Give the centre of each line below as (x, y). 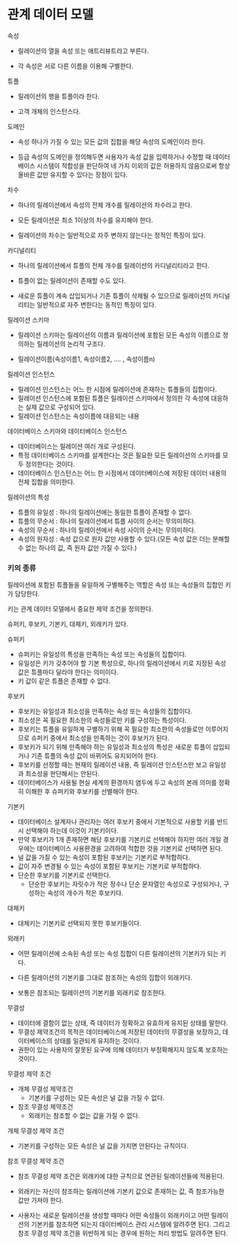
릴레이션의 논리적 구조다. (71, 343)
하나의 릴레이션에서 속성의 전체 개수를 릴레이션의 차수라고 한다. (105, 204)
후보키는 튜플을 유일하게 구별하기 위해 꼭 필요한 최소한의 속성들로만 (110, 729)
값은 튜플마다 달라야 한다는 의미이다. (68, 672)
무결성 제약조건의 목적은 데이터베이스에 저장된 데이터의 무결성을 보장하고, (119, 1032)
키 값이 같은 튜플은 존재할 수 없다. (64, 681)
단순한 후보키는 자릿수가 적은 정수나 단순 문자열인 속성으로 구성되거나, (125, 884)
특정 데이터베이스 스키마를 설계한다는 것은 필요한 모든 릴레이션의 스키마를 (119, 455)
